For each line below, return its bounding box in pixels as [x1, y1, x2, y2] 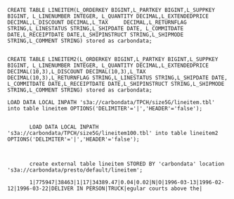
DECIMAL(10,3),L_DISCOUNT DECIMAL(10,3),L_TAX [7, 68, 146, 75]
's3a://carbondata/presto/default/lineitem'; [7, 167, 143, 174]
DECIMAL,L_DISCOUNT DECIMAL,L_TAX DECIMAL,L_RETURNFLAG [7, 19, 188, 26]
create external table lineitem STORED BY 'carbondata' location [29, 160, 225, 167]
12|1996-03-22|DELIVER [7, 185, 74, 192]
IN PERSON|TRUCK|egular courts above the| [76, 185, 202, 192]
